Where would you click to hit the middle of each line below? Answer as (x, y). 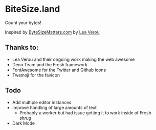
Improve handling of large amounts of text (54, 107)
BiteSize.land (33, 9)
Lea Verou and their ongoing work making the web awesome (73, 59)
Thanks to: (22, 48)
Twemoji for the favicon (36, 75)
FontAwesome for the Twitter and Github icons (59, 70)
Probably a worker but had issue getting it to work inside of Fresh (85, 113)
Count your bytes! (23, 23)
